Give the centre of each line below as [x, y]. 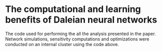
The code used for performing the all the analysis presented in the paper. [80, 33]
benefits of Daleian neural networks [81, 20]
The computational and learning [73, 9]
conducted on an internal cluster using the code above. [62, 44]
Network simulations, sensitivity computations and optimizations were [77, 39]
